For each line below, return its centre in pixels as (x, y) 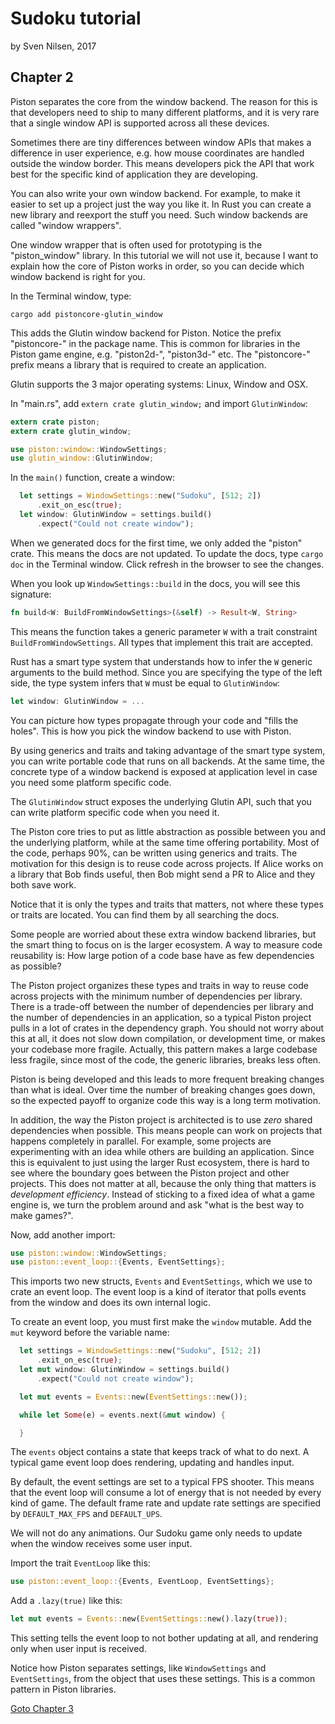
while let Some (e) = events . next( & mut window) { (122, 1415)
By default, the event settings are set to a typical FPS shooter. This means (162, 1482)
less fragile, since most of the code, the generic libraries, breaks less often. (166, 1059)
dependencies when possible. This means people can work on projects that (166, 1130)
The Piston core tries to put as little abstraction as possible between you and (168, 831)
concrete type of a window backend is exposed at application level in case (164, 771)
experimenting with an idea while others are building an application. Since (162, 1151)
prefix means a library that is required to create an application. (138, 364)
